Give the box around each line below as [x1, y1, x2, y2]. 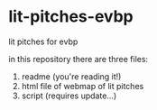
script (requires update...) [21, 90, 117, 101]
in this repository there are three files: [8, 53, 149, 64]
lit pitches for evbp [8, 36, 78, 47]
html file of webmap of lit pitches [21, 80, 144, 91]
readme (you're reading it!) [21, 70, 122, 82]
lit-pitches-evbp [8, 6, 134, 27]
